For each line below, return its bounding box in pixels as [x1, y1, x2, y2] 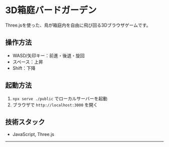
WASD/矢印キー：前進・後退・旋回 [12, 52, 85, 58]
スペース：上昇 [12, 59, 44, 65]
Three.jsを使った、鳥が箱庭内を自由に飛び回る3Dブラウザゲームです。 [5, 22, 151, 28]
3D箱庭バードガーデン [5, 5, 97, 16]
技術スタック [5, 117, 45, 126]
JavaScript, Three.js [12, 131, 54, 137]
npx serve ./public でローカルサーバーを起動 [12, 95, 108, 101]
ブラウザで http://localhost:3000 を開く [12, 101, 98, 108]
